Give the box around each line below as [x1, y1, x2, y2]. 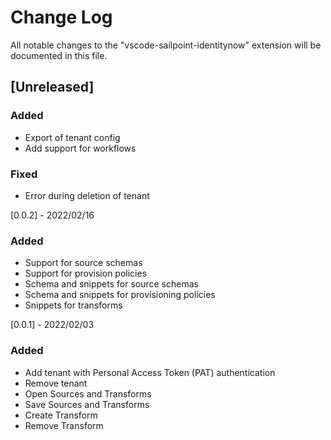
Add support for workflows [24, 142, 137, 154]
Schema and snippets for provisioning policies [24, 289, 216, 301]
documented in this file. [10, 49, 108, 61]
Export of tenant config [24, 131, 121, 143]
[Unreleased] [10, 79, 95, 96]
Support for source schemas [24, 257, 143, 269]
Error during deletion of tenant [24, 189, 150, 201]
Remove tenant [24, 377, 88, 389]
